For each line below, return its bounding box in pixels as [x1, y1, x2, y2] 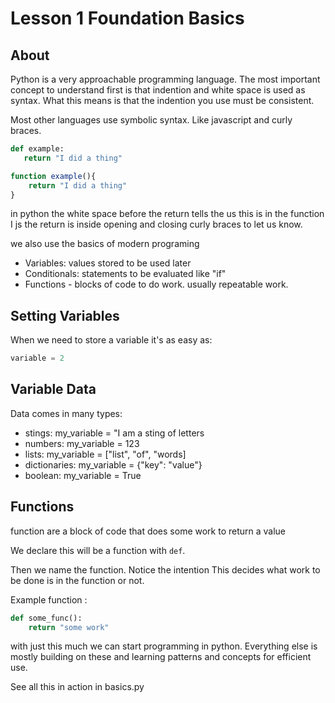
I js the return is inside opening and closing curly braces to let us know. [10, 218, 303, 231]
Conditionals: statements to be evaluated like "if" [24, 268, 227, 280]
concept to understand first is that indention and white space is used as [10, 84, 306, 96]
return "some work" [28, 622, 110, 632]
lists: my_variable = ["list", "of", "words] [24, 448, 187, 460]
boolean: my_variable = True [24, 469, 142, 481]
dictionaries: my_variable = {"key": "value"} [24, 458, 203, 471]
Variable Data [10, 381, 97, 398]
